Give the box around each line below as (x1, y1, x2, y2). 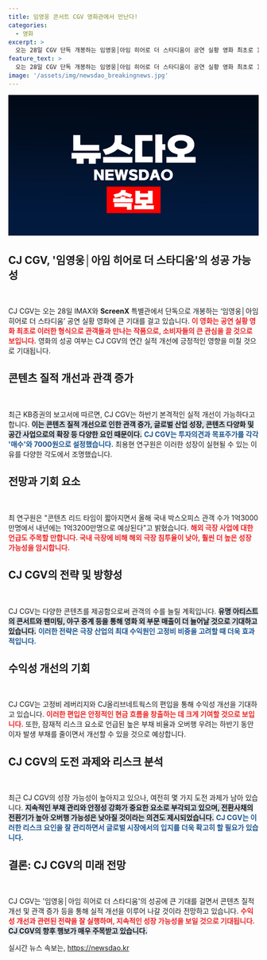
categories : (8, 21, 48, 29)
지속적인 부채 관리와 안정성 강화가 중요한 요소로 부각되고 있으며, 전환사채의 (25, 803, 253, 813)
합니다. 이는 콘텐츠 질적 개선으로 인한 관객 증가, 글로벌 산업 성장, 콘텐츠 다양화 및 (8, 419, 254, 429)
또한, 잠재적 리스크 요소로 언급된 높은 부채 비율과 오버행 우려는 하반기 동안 (25, 720, 254, 729)
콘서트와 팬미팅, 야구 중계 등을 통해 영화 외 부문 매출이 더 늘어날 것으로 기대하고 (16, 616, 258, 626)
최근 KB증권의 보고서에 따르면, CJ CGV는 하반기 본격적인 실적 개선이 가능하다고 (8, 410, 256, 419)
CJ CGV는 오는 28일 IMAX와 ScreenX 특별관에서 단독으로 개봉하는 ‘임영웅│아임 (8, 306, 259, 316)
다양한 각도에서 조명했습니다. (22, 449, 113, 459)
